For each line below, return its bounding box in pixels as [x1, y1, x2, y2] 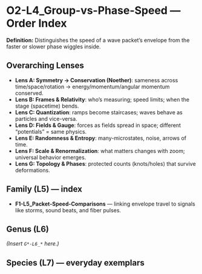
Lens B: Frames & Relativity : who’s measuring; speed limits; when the [15, 96, 189, 103]
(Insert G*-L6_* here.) [6, 240, 59, 247]
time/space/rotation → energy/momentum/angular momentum [15, 83, 171, 90]
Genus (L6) [6, 224, 50, 234]
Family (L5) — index [6, 184, 83, 194]
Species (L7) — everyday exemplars [6, 258, 145, 268]
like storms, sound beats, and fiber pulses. [15, 206, 122, 214]
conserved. [15, 89, 44, 97]
